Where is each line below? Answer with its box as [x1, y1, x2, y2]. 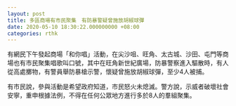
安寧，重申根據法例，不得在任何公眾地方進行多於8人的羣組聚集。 [7, 91, 196, 100]
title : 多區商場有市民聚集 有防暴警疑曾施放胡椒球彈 [7, 17, 145, 24]
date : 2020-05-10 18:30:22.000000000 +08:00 [7, 23, 140, 30]
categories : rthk [7, 29, 58, 37]
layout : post [7, 10, 46, 18]
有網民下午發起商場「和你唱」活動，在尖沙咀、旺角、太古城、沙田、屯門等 [7, 50, 223, 58]
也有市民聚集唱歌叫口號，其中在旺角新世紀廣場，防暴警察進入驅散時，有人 [13, 59, 229, 67]
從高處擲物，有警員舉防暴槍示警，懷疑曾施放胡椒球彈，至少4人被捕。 [7, 67, 209, 76]
